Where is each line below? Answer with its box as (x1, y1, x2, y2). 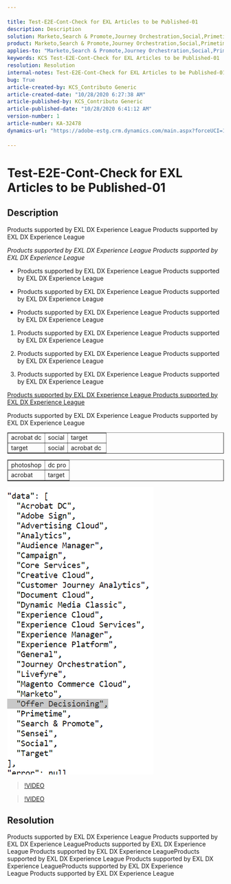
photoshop (11, 461, 42, 469)
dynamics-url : (7, 127, 48, 134)
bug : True (7, 76, 36, 83)
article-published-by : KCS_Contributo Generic (7, 98, 143, 105)
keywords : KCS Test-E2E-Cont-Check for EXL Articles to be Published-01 (7, 55, 220, 62)
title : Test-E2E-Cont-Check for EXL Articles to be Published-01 (7, 18, 198, 25)
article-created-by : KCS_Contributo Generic (7, 83, 137, 91)
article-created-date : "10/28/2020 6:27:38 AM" (7, 91, 146, 98)
